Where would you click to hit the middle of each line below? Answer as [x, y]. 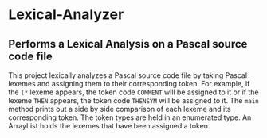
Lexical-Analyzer [66, 15]
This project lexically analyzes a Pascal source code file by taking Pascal [128, 75]
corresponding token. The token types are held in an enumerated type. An [130, 117]
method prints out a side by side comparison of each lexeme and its [120, 109]
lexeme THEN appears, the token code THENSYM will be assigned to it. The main [133, 100]
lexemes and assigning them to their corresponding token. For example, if [129, 84]
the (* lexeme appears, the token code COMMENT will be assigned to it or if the [133, 92]
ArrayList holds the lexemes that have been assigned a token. [109, 126]
